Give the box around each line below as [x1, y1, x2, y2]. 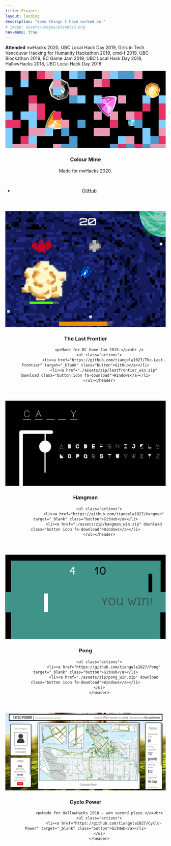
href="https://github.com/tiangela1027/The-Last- [58, 358, 165, 363]
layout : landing [5, 13, 40, 19]
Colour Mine [70, 156, 101, 163]
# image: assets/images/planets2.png [5, 25, 85, 30]
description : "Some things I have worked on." [5, 19, 106, 24]
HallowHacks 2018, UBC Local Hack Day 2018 [5, 61, 102, 67]
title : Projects [5, 8, 40, 13]
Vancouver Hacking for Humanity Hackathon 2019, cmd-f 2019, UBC [5, 50, 149, 56]
